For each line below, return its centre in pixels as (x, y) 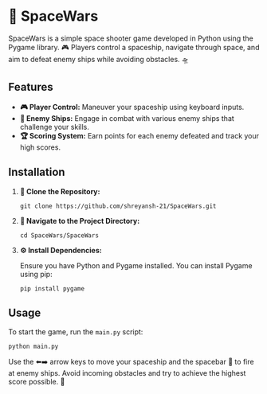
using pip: (36, 274)
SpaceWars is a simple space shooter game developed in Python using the (131, 38)
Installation (37, 172)
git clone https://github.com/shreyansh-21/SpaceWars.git (118, 206)
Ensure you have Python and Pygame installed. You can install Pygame (136, 265)
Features (31, 87)
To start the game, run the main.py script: (76, 332)
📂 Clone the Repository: (60, 191)
